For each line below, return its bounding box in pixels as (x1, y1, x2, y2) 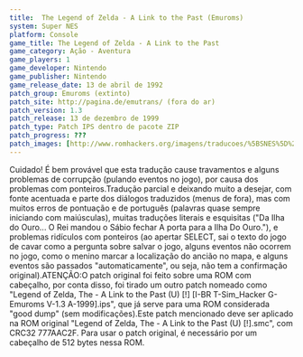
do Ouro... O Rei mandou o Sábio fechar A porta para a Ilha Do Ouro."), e (9, 221, 279, 232)
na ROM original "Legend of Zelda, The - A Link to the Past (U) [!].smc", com (9, 317, 293, 328)
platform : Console (9, 30, 78, 39)
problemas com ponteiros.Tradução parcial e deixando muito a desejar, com (9, 183, 292, 194)
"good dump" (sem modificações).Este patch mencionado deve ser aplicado (9, 308, 294, 319)
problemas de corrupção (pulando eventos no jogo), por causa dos (9, 174, 259, 184)
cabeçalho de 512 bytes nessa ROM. (9, 336, 145, 348)
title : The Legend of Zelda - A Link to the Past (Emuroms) (9, 13, 244, 23)
